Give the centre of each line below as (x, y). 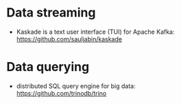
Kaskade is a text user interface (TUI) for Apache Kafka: (96, 32)
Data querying (48, 67)
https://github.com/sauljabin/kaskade (69, 39)
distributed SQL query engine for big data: (76, 86)
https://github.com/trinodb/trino (61, 93)
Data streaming (51, 13)
